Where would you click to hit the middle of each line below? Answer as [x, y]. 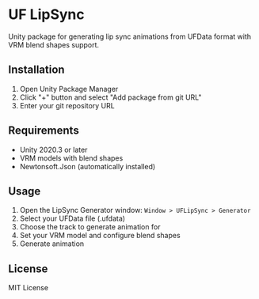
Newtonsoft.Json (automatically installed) [88, 166]
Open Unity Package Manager [69, 89]
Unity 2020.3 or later [53, 149]
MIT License [29, 288]
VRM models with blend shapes [71, 158]
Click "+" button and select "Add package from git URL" [110, 97]
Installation [36, 70]
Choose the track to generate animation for [90, 227]
